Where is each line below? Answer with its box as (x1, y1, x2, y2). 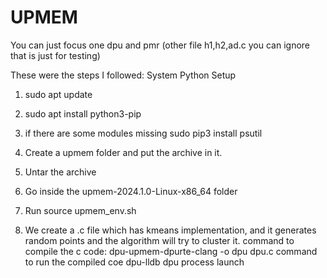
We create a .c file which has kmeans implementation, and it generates (24, 224, 317, 236)
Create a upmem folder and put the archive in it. (24, 146, 223, 158)
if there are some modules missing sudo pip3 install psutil (24, 127, 263, 139)
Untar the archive (24, 166, 97, 178)
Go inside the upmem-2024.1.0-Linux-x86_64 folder (24, 185, 238, 197)
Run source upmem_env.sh (24, 204, 137, 216)
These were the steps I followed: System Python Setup (10, 69, 237, 81)
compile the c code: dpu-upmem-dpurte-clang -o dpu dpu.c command (24, 245, 318, 257)
